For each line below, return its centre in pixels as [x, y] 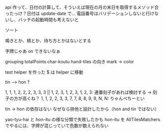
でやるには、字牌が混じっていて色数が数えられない [57, 126]
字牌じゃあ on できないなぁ [33, 51]
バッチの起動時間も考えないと [48, 20]
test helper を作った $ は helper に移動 [44, 72]
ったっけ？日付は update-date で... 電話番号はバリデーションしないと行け [80, 13]
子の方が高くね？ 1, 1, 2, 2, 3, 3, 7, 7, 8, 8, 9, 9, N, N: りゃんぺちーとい [75, 98]
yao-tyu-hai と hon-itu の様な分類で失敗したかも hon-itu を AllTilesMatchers [83, 119]
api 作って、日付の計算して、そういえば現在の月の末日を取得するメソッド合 [82, 7]
